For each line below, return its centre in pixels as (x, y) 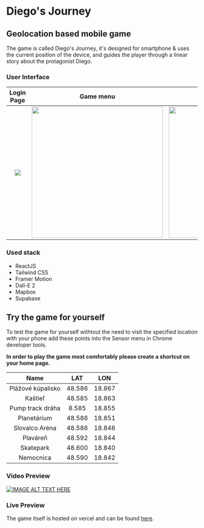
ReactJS (25, 266)
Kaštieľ (35, 398)
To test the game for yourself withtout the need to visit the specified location (102, 332)
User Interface (28, 77)
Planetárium (35, 418)
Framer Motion (34, 279)
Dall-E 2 (25, 285)
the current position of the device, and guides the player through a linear (97, 55)
